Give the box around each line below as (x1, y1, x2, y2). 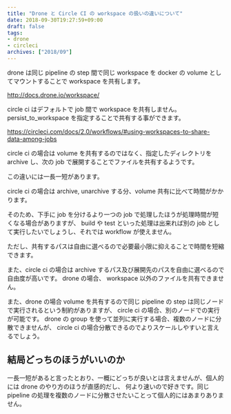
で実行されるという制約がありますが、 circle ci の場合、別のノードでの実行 (7, 306, 220, 314)
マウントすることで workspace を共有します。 (12, 77, 144, 85)
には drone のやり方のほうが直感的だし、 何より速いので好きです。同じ (7, 382, 210, 391)
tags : (7, 29, 23, 37)
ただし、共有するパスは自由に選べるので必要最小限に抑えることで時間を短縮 (7, 242, 225, 250)
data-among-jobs (7, 135, 57, 143)
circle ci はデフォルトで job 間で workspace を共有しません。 (7, 105, 181, 113)
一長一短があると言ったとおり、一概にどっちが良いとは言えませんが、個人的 (7, 373, 224, 382)
